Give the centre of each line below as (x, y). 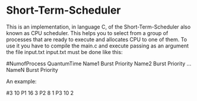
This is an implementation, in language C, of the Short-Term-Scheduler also (99, 27)
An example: (21, 81)
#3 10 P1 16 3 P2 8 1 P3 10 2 (40, 93)
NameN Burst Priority (32, 70)
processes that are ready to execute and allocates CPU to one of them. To (97, 39)
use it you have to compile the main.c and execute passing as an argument (97, 46)
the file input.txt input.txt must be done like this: (64, 52)
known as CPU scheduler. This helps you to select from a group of (87, 33)
